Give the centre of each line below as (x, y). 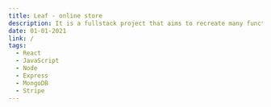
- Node (27, 68)
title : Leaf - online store (56, 16)
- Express (32, 76)
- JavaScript (38, 61)
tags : (17, 46)
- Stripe (30, 91)
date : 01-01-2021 (38, 31)
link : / (21, 38)
